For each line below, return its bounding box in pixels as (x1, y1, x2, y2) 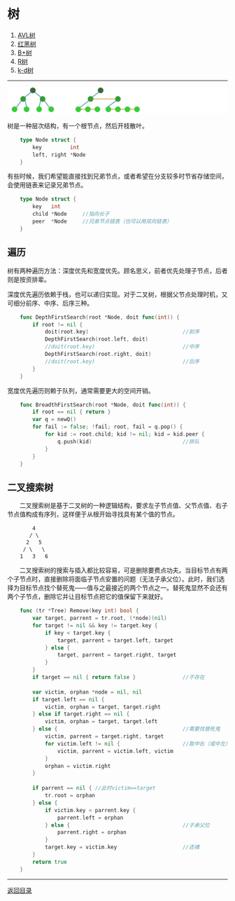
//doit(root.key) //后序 (44, 358, 199, 365)
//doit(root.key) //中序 (44, 343, 199, 350)
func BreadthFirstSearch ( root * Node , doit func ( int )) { (20, 401, 187, 408)
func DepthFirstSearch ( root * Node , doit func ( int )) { (20, 313, 180, 321)
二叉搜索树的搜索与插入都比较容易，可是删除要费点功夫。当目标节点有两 (19, 566, 228, 575)
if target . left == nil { (32, 696, 105, 703)
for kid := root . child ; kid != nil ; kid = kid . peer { (44, 431, 205, 438)
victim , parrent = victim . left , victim (57, 748, 173, 755)
